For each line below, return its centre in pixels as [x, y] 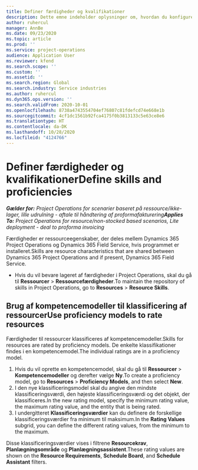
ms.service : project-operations [46, 50]
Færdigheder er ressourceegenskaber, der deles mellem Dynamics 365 [93, 238]
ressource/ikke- [163, 208]
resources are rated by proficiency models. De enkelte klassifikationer [91, 345]
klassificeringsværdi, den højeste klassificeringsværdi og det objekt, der [102, 394]
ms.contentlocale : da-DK [37, 127]
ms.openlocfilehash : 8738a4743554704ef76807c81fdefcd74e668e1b [85, 110]
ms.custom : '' [24, 72]
